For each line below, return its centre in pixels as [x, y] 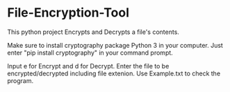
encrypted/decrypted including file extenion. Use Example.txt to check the [114, 73]
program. [20, 80]
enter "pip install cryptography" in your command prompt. [90, 53]
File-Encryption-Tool [68, 13]
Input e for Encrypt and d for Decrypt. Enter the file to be [88, 66]
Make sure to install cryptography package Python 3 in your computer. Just [115, 45]
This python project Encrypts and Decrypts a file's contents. [93, 32]
